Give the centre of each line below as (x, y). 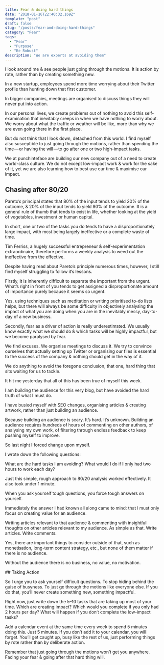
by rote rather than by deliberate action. (45, 642)
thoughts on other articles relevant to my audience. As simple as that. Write (81, 528)
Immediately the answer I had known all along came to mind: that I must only (82, 508)
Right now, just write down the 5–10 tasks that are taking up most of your (78, 602)
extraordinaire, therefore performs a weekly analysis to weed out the (74, 252)
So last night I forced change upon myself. (48, 445)
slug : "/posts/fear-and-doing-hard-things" (50, 28)
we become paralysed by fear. (36, 337)
